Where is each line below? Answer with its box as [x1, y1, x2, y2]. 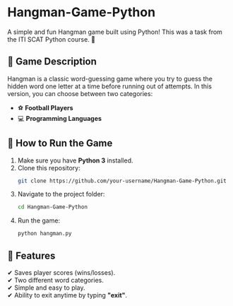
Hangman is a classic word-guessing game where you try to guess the [7, 74, 213, 83]
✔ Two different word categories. [7, 276, 104, 284]
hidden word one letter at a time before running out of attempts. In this [7, 82, 212, 90]
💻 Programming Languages [17, 114, 102, 122]
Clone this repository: [17, 163, 80, 172]
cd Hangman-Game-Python [17, 204, 88, 211]
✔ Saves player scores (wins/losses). [7, 269, 116, 276]
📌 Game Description [7, 56, 97, 68]
